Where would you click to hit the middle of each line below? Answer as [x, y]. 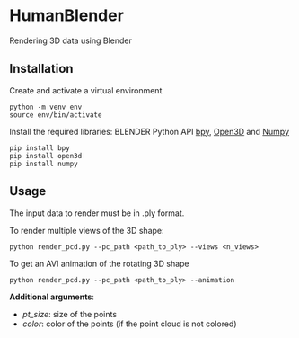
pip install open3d [46, 156]
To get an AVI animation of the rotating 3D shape [100, 263]
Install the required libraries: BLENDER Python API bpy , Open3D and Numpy [149, 131]
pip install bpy [40, 148]
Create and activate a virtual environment [86, 90]
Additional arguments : [52, 297]
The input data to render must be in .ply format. [97, 213]
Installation [41, 69]
